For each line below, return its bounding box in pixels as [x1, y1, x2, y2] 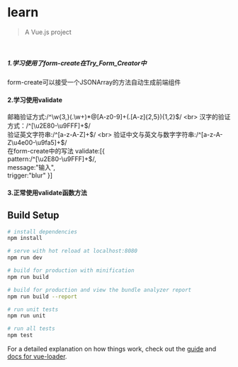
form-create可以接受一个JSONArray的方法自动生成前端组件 [7, 77, 181, 86]
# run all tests [7, 325, 55, 332]
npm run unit [7, 312, 46, 319]
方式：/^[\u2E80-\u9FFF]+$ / [7, 121, 91, 130]
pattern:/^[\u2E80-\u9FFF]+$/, [7, 155, 97, 163]
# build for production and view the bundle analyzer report [7, 286, 192, 293]
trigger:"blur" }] [7, 171, 53, 180]
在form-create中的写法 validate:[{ [7, 147, 105, 155]
